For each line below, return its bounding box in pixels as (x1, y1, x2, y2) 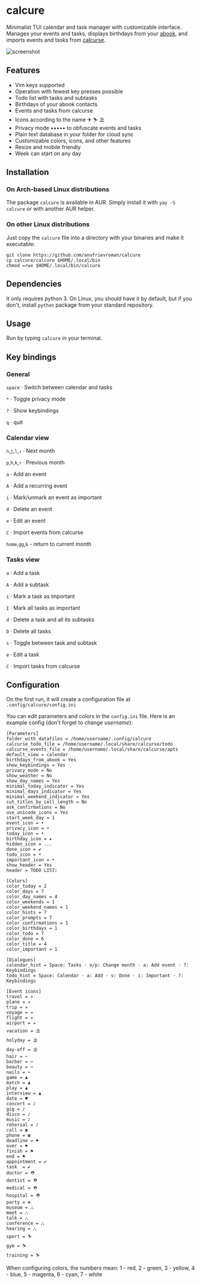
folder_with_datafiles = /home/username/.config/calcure (6, 736, 152, 742)
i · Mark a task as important (6, 592, 75, 600)
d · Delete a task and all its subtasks (6, 616, 95, 623)
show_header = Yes (6, 862, 52, 868)
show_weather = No (6, 773, 52, 779)
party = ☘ (6, 1199, 31, 1206)
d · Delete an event (6, 506, 53, 513)
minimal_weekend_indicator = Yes (6, 794, 90, 800)
